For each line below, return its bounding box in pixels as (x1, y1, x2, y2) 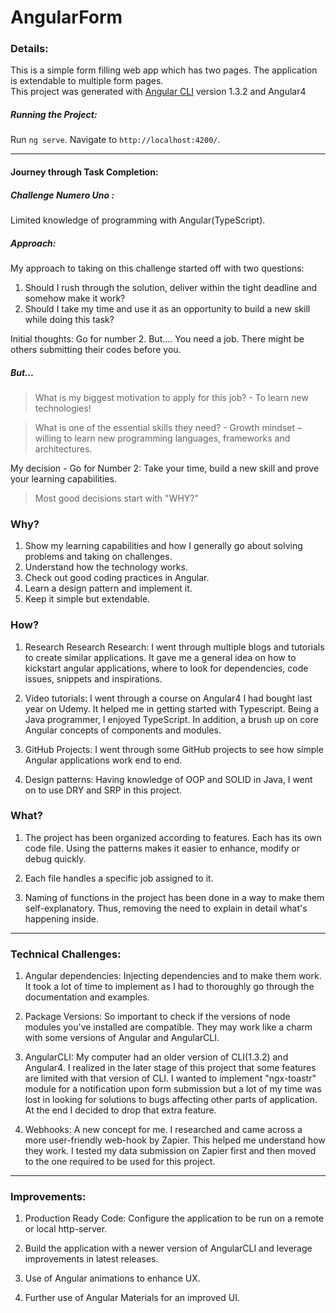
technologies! (34, 402, 92, 414)
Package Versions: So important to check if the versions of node (24, 1011, 291, 1023)
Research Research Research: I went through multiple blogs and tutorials (24, 641, 325, 653)
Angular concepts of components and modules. (24, 724, 222, 736)
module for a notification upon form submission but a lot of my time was (24, 1083, 322, 1095)
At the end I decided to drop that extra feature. (24, 1104, 217, 1116)
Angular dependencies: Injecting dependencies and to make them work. (24, 970, 322, 982)
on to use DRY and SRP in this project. (24, 784, 183, 796)
